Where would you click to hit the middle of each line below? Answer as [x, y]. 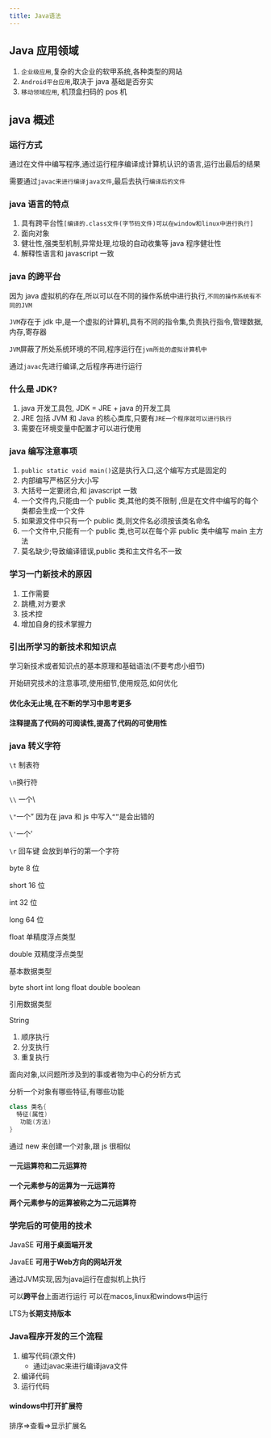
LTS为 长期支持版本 [40, 1313]
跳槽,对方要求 [43, 603]
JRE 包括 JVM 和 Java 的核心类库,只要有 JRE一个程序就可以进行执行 [126, 418]
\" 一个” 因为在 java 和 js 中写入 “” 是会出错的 [82, 817]
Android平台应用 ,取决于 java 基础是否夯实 [87, 82]
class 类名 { [28, 1107]
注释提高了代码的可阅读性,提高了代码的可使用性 [88, 723]
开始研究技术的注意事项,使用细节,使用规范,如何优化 [94, 683]
